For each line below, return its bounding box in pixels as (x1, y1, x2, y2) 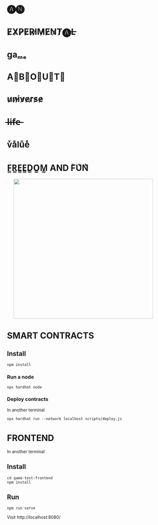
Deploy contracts (7, 396, 49, 402)
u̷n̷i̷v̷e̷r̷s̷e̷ (7, 93, 44, 105)
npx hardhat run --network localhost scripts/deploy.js (7, 416, 122, 421)
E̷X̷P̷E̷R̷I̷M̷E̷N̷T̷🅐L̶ (7, 26, 76, 37)
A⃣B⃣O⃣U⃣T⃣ (7, 71, 66, 82)
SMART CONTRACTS (7, 330, 95, 341)
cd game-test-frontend (7, 475, 53, 480)
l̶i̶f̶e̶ (7, 117, 21, 128)
